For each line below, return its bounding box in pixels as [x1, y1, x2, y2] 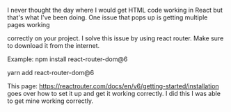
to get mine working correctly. [7, 97, 94, 105]
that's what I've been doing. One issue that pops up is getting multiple [7, 13, 208, 22]
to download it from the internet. [7, 42, 99, 49]
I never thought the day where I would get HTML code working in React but [7, 6, 223, 14]
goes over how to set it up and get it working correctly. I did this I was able [7, 90, 221, 97]
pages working [7, 21, 50, 29]
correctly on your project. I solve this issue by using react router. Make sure [7, 34, 224, 42]
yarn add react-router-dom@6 [7, 69, 95, 77]
